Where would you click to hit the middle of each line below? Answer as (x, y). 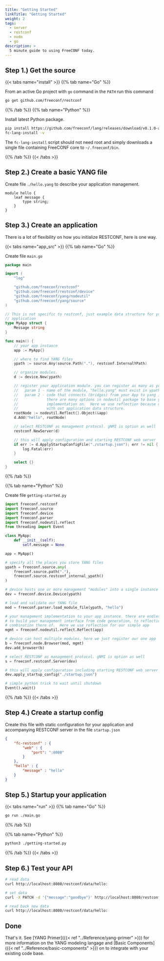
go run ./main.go (23, 816)
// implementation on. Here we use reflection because (85, 404)
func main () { (20, 341)
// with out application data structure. (70, 409)
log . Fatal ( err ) (38, 449)
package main (18, 265)
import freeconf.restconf (31, 504)
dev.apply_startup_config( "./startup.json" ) (51, 675)
